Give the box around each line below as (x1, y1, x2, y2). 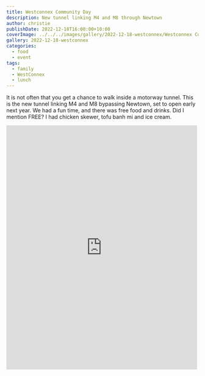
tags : (6, 60, 20, 66)
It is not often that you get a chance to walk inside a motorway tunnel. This (6, 94, 194, 101)
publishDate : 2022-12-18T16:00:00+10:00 (6, 26, 111, 32)
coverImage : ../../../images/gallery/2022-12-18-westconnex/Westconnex (6, 32, 192, 38)
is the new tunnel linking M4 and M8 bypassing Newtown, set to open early (6, 100, 196, 107)
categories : (6, 43, 37, 49)
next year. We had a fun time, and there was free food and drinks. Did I (6, 107, 184, 114)
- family (12, 65, 34, 72)
